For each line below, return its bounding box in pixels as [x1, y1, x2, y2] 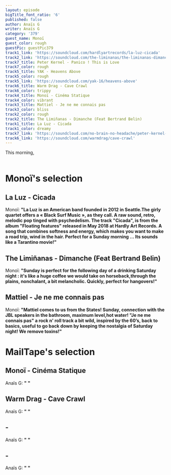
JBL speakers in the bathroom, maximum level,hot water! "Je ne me [5, 312, 151, 318]
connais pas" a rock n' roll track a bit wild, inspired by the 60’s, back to [5, 317, 158, 323]
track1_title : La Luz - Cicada [5, 121, 72, 127]
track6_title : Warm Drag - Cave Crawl [5, 83, 88, 88]
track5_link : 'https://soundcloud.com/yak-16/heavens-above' [5, 79, 138, 84]
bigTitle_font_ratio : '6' [5, 12, 60, 17]
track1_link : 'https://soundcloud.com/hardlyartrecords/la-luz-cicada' [5, 50, 160, 55]
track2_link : [5, 55, 33, 60]
